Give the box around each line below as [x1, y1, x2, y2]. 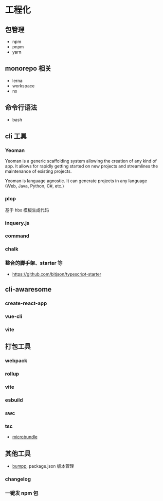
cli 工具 [5, 132, 27, 141]
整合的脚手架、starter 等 [5, 260, 63, 267]
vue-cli [5, 313, 22, 320]
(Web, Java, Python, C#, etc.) [5, 183, 64, 189]
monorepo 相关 [5, 64, 52, 73]
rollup [5, 371, 19, 377]
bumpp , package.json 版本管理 [12, 463, 74, 469]
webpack [5, 357, 28, 364]
